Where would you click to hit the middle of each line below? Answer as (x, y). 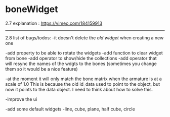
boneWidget (32, 9)
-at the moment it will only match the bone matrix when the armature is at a (83, 79)
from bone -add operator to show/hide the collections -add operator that (81, 58)
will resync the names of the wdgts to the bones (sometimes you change (81, 64)
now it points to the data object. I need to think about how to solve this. (79, 89)
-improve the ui (21, 99)
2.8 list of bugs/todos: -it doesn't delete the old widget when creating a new (84, 38)
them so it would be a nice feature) (41, 69)
